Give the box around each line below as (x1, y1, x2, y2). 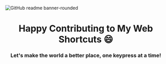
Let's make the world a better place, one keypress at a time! (10, 52, 161, 59)
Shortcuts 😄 (58, 34, 113, 46)
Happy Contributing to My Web (18, 23, 153, 34)
